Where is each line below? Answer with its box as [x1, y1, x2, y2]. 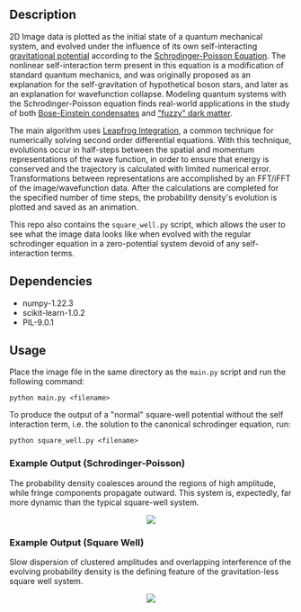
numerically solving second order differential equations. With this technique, [9, 134, 292, 145]
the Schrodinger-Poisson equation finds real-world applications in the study [9, 98, 290, 109]
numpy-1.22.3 [22, 297, 74, 309]
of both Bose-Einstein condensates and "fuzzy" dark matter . [9, 107, 234, 118]
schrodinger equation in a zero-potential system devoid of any [9, 238, 240, 248]
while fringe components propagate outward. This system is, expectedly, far [9, 487, 292, 498]
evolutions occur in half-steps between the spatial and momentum [9, 144, 255, 155]
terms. [50, 247, 75, 258]
